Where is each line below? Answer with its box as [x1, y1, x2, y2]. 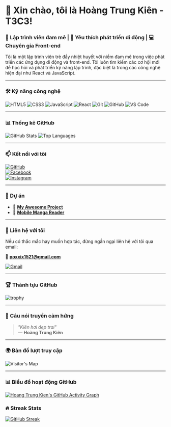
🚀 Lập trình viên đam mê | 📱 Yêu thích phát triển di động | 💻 [5, 34, 154, 41]
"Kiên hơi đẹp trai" [17, 324, 57, 330]
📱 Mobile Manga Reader [12, 209, 65, 216]
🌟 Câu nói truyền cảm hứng [5, 312, 74, 319]
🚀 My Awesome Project [12, 204, 63, 210]
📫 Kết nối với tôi [5, 150, 47, 157]
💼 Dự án [5, 192, 25, 199]
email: [5, 244, 18, 250]
